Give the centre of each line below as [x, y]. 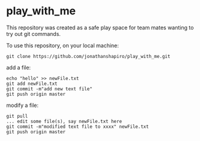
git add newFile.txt [32, 84]
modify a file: [23, 105]
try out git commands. [34, 33]
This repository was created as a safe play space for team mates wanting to [100, 27]
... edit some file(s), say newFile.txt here [64, 121]
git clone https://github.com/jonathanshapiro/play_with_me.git [88, 56]
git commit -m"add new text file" [50, 89]
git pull [17, 116]
